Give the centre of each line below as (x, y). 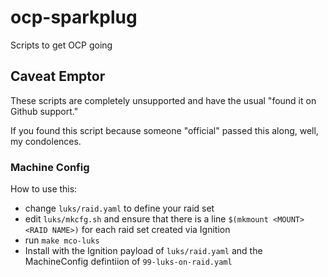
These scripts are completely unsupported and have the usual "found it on (163, 100)
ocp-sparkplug (74, 17)
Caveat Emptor (58, 76)
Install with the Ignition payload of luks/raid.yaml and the (143, 251)
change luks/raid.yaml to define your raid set (119, 208)
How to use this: (44, 189)
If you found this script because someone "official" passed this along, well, (164, 130)
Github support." (44, 111)
